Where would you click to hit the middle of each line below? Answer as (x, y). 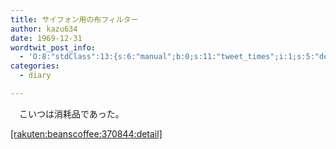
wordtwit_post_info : (53, 47)
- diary (35, 76)
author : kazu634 (44, 29)
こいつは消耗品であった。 (71, 113)
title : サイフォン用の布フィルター (74, 19)
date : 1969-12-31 (46, 38)
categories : (35, 66)
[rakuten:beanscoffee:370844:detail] (86, 133)
